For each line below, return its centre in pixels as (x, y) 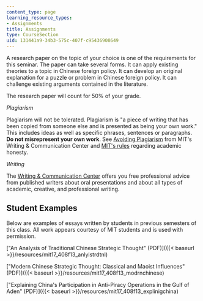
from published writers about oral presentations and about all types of (94, 182)
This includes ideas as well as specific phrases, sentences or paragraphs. (99, 133)
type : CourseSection (33, 35)
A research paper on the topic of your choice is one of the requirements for (101, 58)
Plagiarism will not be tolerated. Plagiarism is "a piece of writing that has (97, 120)
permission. (21, 236)
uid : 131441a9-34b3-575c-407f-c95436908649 (63, 40)
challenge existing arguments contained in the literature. (77, 84)
